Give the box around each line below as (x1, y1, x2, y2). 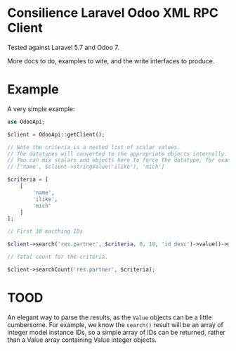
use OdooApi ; (7, 118, 46, 125)
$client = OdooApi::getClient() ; (7, 131, 105, 138)
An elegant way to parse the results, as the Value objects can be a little (7, 313, 212, 321)
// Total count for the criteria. (7, 253, 109, 260)
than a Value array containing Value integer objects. (7, 336, 157, 344)
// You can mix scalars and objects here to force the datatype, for (7, 157, 216, 164)
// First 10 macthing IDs (7, 228, 83, 235)
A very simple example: (7, 104, 75, 113)
